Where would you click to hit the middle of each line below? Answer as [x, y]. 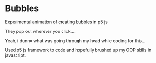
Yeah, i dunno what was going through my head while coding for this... [75, 40]
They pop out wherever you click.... [40, 31]
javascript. [16, 55]
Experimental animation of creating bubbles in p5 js [56, 22]
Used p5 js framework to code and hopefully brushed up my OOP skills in [78, 50]
